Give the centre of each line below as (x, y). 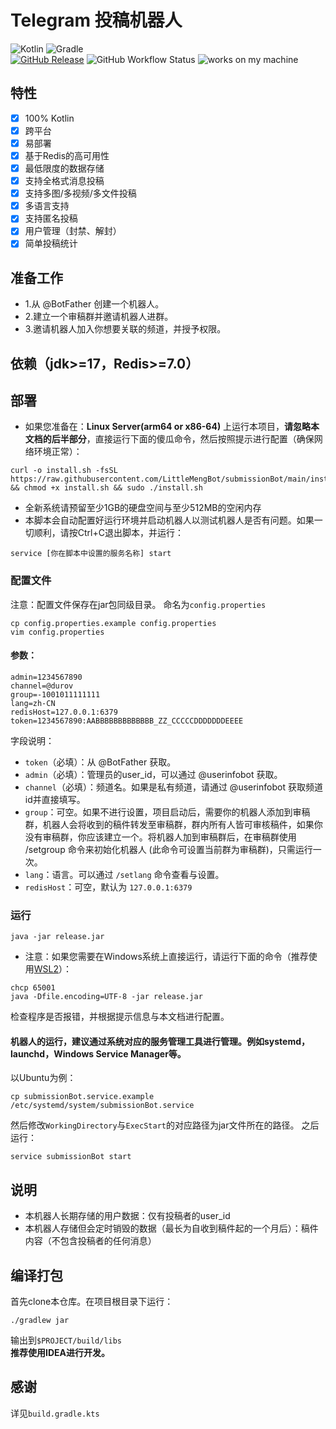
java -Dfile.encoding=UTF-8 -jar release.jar (106, 997)
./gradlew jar (40, 1321)
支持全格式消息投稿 (64, 181)
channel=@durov (42, 686)
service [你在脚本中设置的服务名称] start (91, 554)
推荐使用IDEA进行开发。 (60, 1353)
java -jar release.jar (57, 937)
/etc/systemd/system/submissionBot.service (102, 1106)
